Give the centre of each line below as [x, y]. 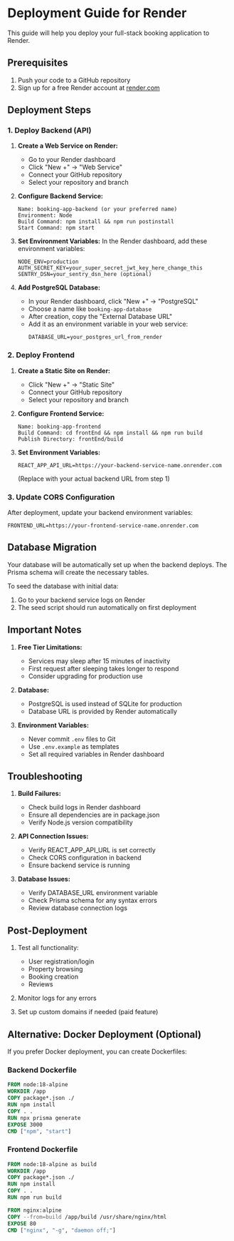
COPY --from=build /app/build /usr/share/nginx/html [87, 1217]
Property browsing [55, 969]
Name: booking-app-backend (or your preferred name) [97, 209]
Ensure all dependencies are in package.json [94, 815]
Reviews [41, 984]
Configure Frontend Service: [61, 413]
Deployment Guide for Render [97, 13]
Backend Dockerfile [42, 1070]
